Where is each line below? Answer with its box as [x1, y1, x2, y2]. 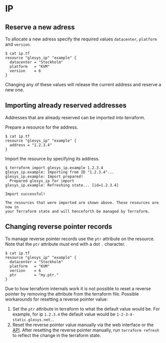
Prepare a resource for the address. [5, 124, 79, 130]
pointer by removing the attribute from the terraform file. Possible [5, 291, 139, 297]
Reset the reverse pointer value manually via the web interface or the [12, 322, 154, 328]
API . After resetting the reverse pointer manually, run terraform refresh [12, 327, 160, 333]
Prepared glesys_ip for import [9, 178, 75, 183]
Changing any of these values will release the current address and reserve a [5, 82, 162, 87]
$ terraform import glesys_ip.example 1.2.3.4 [5, 165, 103, 170]
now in [5, 204, 19, 209]
